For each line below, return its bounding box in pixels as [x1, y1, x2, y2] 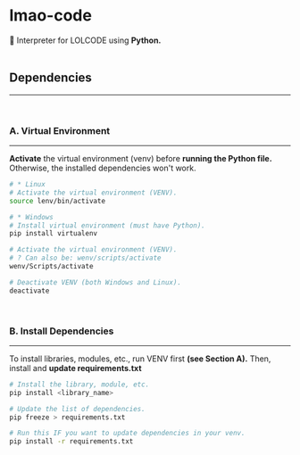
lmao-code [9, 5, 92, 26]
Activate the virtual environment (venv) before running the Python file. [9, 153, 272, 164]
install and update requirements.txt [9, 362, 142, 373]
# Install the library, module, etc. [9, 380, 150, 389]
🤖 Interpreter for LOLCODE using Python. [9, 35, 162, 45]
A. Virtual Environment [9, 124, 111, 136]
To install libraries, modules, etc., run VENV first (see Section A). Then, [9, 353, 271, 364]
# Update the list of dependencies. [9, 404, 146, 413]
